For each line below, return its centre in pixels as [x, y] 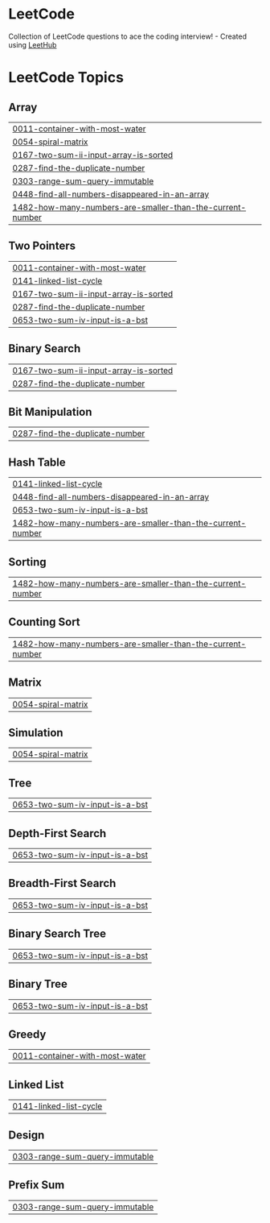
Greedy [27, 1034]
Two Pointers [42, 246]
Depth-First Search [57, 833]
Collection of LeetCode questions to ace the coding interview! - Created [128, 36]
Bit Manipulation [50, 412]
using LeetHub [33, 44]
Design [27, 1135]
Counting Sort [44, 622]
